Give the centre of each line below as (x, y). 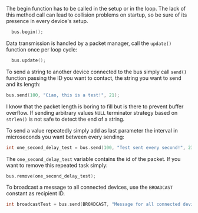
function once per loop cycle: (42, 49)
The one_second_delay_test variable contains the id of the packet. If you (93, 159)
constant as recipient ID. (36, 193)
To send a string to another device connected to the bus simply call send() (96, 72)
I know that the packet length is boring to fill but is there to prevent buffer (95, 106)
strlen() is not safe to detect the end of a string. (65, 119)
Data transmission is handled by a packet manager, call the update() (89, 43)
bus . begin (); (27, 32)
